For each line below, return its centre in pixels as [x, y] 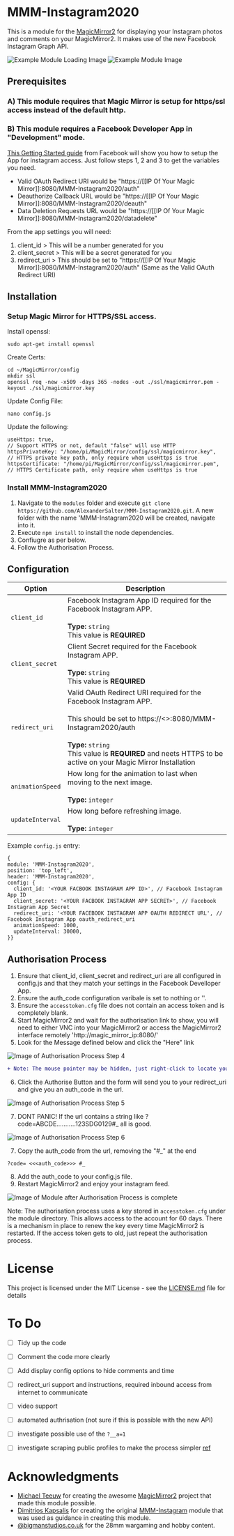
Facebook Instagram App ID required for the [139, 600]
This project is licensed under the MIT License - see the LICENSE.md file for [116, 1288]
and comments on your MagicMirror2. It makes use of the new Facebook [112, 38]
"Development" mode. [46, 138]
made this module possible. [57, 1503]
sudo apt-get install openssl [51, 344]
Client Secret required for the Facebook [132, 646]
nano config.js [29, 414]
